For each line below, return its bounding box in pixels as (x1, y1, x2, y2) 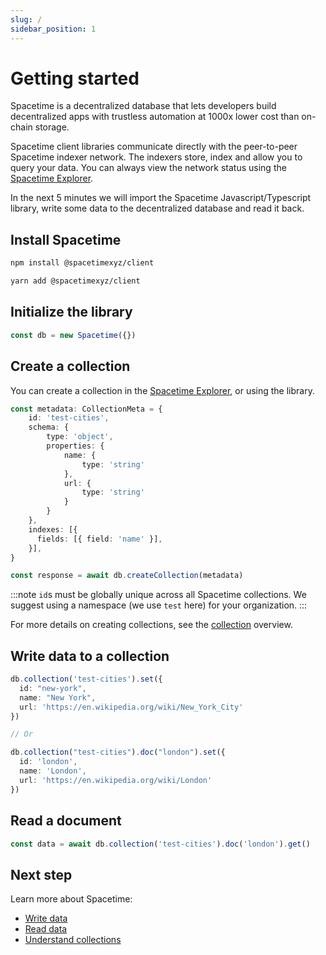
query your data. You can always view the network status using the (10, 162, 287, 174)
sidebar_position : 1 (10, 24, 97, 34)
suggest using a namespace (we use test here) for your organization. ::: (10, 599, 308, 611)
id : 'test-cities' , (28, 413, 110, 423)
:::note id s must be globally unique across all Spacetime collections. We (10, 589, 307, 601)
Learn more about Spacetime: (10, 893, 133, 905)
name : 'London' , (19, 766, 87, 776)
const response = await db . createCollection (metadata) (10, 571, 244, 581)
